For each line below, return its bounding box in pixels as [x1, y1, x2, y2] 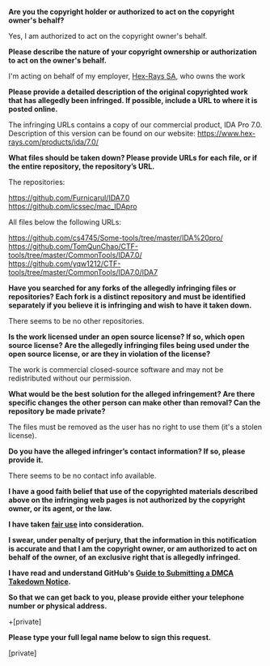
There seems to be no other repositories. [8, 316, 145, 325]
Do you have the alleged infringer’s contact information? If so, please [8, 446, 246, 456]
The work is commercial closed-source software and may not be [8, 365, 224, 374]
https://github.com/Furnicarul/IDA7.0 [8, 193, 130, 202]
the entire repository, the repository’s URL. [8, 161, 155, 171]
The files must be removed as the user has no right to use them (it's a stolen [8, 422, 263, 432]
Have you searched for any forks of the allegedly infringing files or [8, 283, 237, 293]
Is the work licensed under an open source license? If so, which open [8, 332, 245, 342]
